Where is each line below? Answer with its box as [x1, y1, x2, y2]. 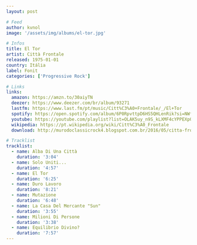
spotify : [11, 111, 33, 117]
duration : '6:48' [16, 198, 59, 203]
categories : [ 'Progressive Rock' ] [6, 73, 91, 79]
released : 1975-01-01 [6, 57, 59, 63]
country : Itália [6, 62, 46, 68]
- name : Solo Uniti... [11, 159, 67, 165]
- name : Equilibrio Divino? [11, 225, 80, 231]
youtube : [11, 116, 33, 122]
